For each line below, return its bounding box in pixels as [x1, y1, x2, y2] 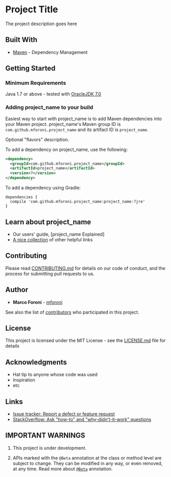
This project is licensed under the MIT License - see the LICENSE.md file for [5, 337, 166, 344]
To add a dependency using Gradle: [5, 185, 81, 191]
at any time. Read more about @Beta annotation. [12, 466, 113, 472]
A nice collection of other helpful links [12, 236, 93, 242]
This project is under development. [12, 445, 87, 451]
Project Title [5, 4, 58, 15]
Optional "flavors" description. [5, 136, 70, 142]
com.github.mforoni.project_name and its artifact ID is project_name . [5, 126, 148, 132]
